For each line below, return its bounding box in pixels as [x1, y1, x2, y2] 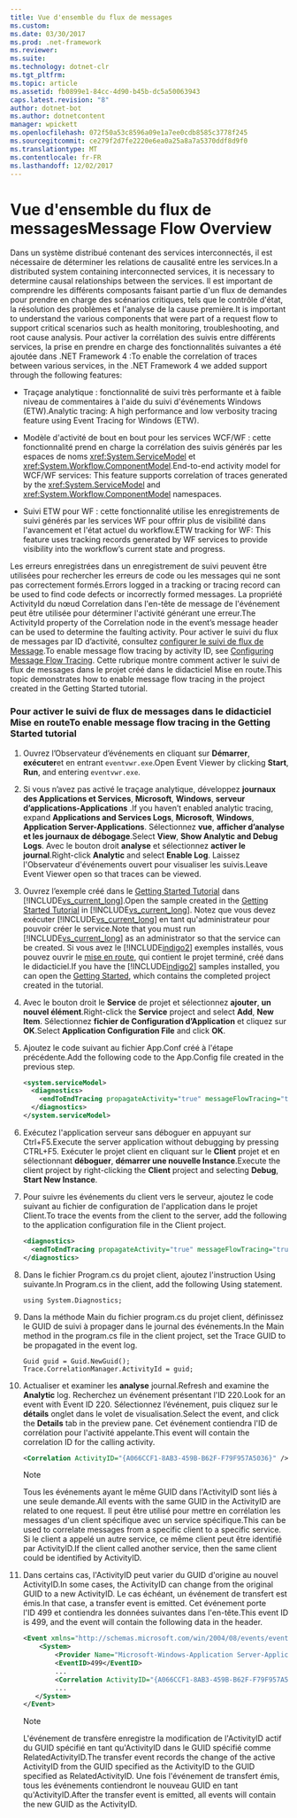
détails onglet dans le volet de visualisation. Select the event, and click [22, 1408, 279, 1418]
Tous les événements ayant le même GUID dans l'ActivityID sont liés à [22, 1487, 278, 1497]
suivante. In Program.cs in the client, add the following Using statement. [22, 1278, 283, 1289]
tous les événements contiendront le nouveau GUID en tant [22, 1780, 239, 1791]
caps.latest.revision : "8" [10, 95, 110, 105]
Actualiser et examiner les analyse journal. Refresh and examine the [22, 1379, 270, 1391]
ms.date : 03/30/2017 [10, 29, 87, 38]
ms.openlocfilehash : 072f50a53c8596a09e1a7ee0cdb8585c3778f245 [10, 128, 248, 137]
